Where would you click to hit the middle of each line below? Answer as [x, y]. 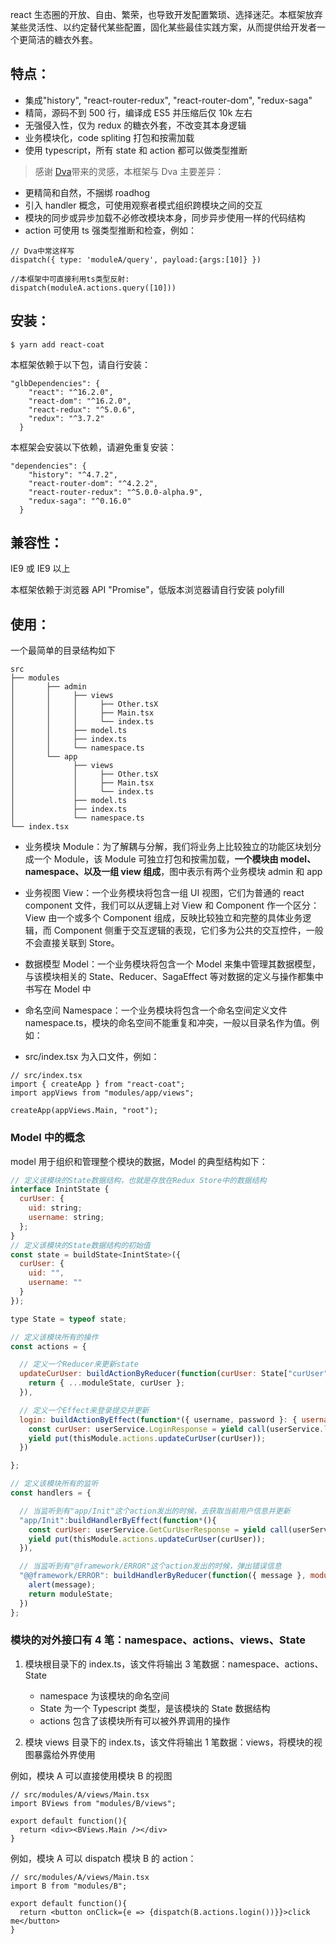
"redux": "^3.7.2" [66, 418]
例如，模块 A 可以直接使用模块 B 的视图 [91, 1775]
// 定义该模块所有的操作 [54, 1337]
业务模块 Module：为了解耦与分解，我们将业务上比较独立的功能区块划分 [173, 847]
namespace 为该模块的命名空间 [104, 1695]
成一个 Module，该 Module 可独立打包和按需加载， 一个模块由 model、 [170, 859]
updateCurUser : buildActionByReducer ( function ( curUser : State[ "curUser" [174, 1374]
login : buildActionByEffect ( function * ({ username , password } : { [158, 1419]
